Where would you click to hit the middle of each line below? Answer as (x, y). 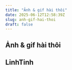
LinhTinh (20, 63)
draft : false (19, 24)
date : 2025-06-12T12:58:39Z (35, 15)
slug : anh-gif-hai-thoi (31, 19)
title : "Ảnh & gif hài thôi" (36, 10)
